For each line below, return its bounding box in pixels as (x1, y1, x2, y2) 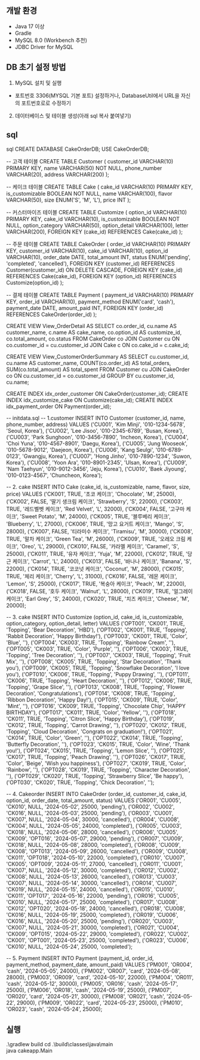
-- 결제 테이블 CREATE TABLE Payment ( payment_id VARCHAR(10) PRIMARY (6, 291, 194, 299)
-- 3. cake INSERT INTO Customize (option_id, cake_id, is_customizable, (6, 613, 184, 621)
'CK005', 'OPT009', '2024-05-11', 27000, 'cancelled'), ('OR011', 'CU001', (6, 861, 183, 868)
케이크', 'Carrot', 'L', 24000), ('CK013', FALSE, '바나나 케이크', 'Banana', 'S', (12, 558, 192, 565)
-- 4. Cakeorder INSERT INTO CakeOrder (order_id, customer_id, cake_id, (6, 791, 187, 798)
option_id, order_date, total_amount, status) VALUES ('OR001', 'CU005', (6, 797, 181, 804)
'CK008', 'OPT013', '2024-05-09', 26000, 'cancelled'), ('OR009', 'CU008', (6, 848, 188, 855)
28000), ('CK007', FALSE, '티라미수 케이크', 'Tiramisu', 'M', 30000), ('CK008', (6, 528, 193, 535)
